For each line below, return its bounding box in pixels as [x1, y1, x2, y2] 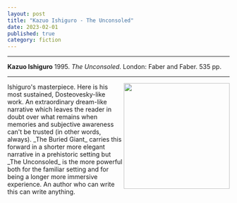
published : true [7, 30, 55, 37]
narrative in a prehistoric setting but [7, 150, 111, 159]
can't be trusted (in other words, [7, 128, 102, 136]
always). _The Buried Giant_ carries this [7, 135, 122, 144]
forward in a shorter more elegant [7, 142, 105, 152]
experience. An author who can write [7, 180, 115, 189]
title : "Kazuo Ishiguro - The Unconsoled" [7, 17, 134, 24]
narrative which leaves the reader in [7, 105, 111, 113]
